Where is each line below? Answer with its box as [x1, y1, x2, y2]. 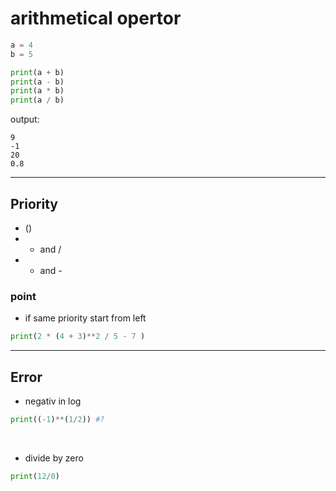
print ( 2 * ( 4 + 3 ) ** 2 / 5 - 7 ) [10, 332, 146, 342]
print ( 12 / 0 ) [10, 471, 60, 481]
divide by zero [24, 452, 84, 464]
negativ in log [24, 395, 82, 407]
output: [10, 113, 40, 126]
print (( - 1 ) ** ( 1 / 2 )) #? [10, 414, 105, 424]
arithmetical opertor [10, 7, 182, 30]
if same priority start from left [24, 312, 147, 324]
